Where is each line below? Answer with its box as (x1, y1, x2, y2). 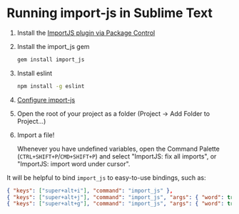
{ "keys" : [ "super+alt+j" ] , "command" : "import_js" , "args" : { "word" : (6, 193, 225, 200)
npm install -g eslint (16, 82, 85, 90)
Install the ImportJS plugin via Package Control (16, 28, 156, 37)
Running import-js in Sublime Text (6, 5, 213, 21)
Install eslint (16, 69, 53, 77)
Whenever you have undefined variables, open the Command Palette (16, 144, 220, 153)
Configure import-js (16, 95, 76, 104)
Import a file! (16, 130, 55, 139)
